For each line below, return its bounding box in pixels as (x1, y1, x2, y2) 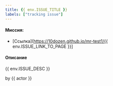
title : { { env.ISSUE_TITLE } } (5, 7, 68, 12)
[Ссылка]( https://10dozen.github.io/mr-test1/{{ (12, 38, 108, 44)
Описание (5, 55, 27, 61)
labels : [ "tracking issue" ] (5, 12, 63, 17)
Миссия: (5, 27, 24, 33)
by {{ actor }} (5, 75, 32, 81)
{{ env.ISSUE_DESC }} (5, 65, 51, 72)
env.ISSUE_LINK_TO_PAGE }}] (12, 43, 73, 49)
